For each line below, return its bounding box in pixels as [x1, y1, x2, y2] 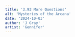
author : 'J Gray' [5, 20, 41, 25]
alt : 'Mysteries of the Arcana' [5, 12, 71, 16]
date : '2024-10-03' [5, 16, 45, 21]
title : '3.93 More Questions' [5, 7, 67, 12]
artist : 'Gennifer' [5, 25, 45, 30]
